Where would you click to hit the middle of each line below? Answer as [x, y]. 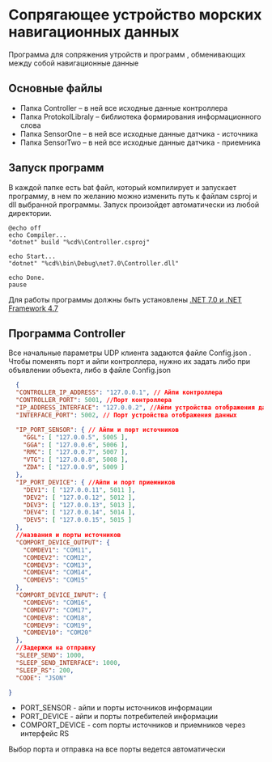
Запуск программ [56, 168]
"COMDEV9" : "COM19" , [57, 625]
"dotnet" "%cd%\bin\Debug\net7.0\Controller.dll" [94, 263]
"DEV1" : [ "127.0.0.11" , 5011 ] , [79, 490]
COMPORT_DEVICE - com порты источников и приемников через [132, 725]
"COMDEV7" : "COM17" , [57, 610]
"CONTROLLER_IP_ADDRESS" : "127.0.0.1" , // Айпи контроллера [119, 393]
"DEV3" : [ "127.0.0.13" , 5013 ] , [79, 505]
